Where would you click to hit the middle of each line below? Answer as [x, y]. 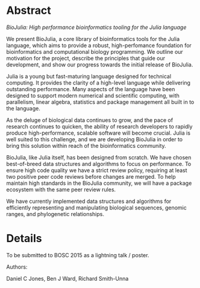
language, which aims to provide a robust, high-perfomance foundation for [99, 45]
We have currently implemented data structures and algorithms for [89, 201]
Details [24, 238]
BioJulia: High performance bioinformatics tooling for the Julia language [96, 27]
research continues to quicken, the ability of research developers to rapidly [99, 126]
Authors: [17, 267]
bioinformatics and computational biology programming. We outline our [95, 51]
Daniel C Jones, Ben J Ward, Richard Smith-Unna [67, 278]
